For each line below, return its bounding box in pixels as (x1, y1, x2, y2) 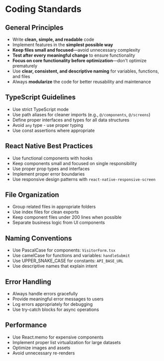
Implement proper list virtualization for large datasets (12, 339, 121, 345)
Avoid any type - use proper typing (12, 122, 83, 128)
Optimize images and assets (12, 345, 71, 351)
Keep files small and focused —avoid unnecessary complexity (12, 47, 141, 53)
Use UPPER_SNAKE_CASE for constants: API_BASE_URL (12, 258, 124, 264)
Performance (5, 321, 47, 329)
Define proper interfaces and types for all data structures (12, 117, 130, 123)
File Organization (5, 190, 60, 199)
